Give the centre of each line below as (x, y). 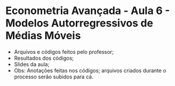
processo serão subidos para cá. (54, 77)
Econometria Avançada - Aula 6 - (88, 11)
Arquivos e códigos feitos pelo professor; (64, 51)
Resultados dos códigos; (44, 58)
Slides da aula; (32, 64)
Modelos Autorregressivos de (79, 23)
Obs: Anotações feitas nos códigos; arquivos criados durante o (90, 70)
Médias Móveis (43, 36)
